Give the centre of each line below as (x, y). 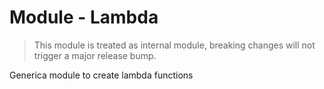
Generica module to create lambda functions (101, 75)
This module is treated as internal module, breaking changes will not (174, 45)
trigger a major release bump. (95, 55)
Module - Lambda (84, 17)
